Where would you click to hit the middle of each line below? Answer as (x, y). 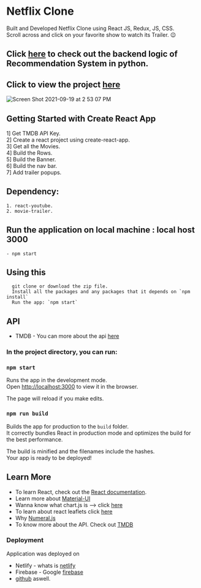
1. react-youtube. (30, 206)
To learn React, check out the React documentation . (81, 492)
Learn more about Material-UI (53, 498)
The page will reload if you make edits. (55, 399)
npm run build (27, 414)
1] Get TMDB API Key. (34, 133)
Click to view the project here (63, 84)
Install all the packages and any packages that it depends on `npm (101, 292)
